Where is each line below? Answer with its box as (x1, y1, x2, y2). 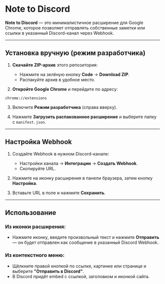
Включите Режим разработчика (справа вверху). (12, 104, 117, 110)
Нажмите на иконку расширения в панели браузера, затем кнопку (12, 175, 153, 181)
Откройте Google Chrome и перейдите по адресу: (12, 86, 118, 92)
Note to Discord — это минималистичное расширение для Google (5, 20, 143, 26)
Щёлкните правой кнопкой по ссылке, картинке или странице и (12, 263, 146, 269)
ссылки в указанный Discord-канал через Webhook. (5, 30, 114, 36)
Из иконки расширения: (5, 223, 66, 230)
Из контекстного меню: (5, 252, 65, 258)
